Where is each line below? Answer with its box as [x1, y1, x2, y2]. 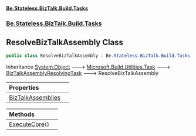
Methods [9, 110, 35, 118]
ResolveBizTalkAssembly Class [6, 37, 124, 47]
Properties [9, 84, 39, 92]
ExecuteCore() [9, 120, 50, 128]
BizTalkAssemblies [9, 94, 61, 102]
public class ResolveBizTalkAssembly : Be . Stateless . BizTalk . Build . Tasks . [6, 53, 193, 59]
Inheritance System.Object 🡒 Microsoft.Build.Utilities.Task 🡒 [6, 63, 171, 70]
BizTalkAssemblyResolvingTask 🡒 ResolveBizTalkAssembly [6, 70, 159, 77]
